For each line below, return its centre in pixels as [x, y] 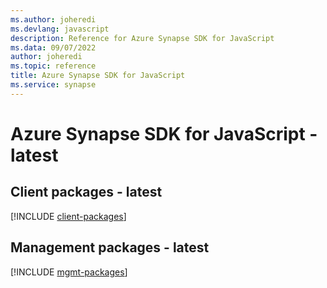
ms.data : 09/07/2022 [53, 47]
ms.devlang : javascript [60, 29]
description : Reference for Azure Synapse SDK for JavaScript [142, 38]
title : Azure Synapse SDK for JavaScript [98, 76]
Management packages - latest [110, 247]
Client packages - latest [86, 192]
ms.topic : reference [53, 66]
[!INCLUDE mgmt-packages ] [69, 272]
